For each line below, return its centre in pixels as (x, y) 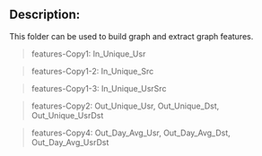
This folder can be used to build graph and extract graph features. (131, 36)
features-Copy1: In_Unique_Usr (88, 54)
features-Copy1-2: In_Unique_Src (92, 71)
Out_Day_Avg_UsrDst (70, 142)
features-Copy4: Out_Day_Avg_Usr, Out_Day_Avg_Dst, (131, 133)
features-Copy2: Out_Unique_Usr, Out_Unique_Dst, (125, 106)
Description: (45, 15)
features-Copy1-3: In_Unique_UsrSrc (99, 88)
